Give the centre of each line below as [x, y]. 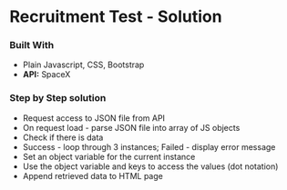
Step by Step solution [58, 98]
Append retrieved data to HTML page [93, 175]
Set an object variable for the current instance [109, 156]
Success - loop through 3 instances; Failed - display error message [149, 146]
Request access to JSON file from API [94, 118]
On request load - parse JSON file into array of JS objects [131, 127]
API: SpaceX [46, 75]
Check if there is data [63, 137]
